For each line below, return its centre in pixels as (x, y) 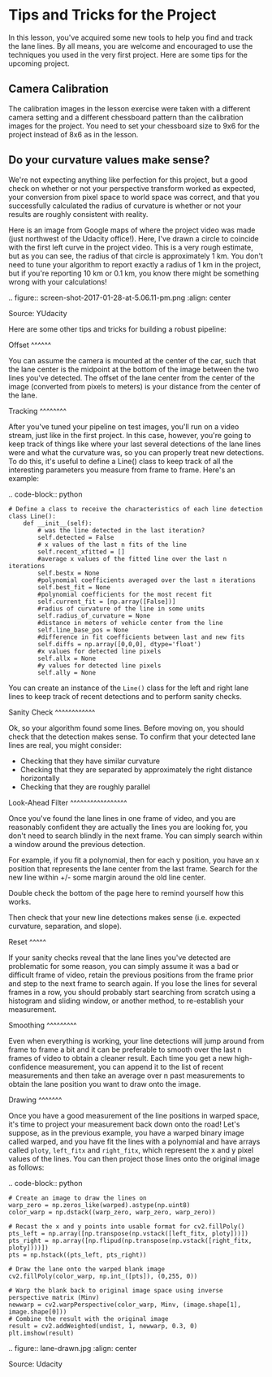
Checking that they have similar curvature (90, 761)
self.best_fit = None (74, 587)
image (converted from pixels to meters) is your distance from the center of (135, 386)
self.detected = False (76, 537)
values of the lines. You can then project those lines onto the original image (134, 1158)
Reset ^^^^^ (28, 941)
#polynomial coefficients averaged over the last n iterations (147, 580)
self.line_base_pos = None (83, 630)
